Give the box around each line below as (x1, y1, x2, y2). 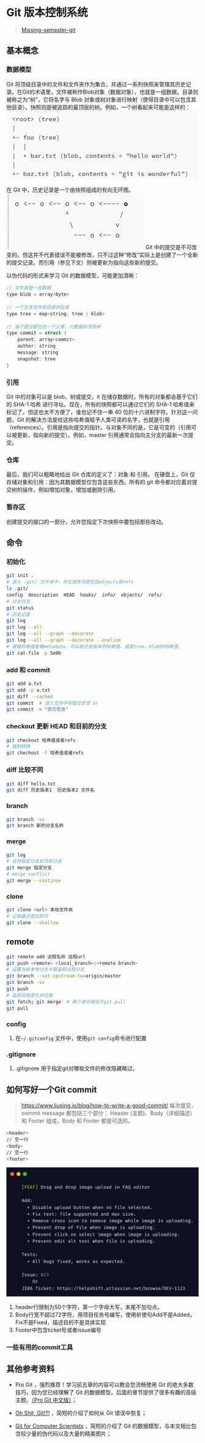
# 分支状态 (6, 598, 31, 605)
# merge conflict (6, 871, 51, 878)
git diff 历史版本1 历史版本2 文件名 (6, 787, 95, 793)
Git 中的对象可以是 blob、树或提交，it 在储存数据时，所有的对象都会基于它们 (6, 393, 198, 400)
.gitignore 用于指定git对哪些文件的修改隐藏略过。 (15, 1065, 138, 1072)
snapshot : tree (17, 356, 56, 362)
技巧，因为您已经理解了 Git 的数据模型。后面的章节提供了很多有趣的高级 (15, 1389, 197, 1396)
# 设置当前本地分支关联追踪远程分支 (6, 966, 85, 973)
